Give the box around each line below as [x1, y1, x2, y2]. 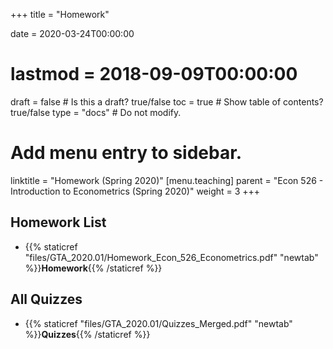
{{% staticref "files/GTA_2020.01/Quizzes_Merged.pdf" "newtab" [24, 317, 293, 329]
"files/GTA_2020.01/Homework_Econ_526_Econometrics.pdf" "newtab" [24, 251, 319, 263]
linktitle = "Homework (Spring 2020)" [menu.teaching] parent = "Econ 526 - [10, 174, 324, 186]
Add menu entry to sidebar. [10, 142, 243, 164]
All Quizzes [10, 291, 83, 308]
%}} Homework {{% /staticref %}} [24, 262, 163, 274]
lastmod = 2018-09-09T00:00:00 [10, 63, 298, 86]
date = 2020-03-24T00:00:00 [10, 28, 135, 39]
